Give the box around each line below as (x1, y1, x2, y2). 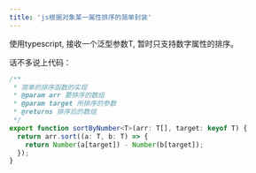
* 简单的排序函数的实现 (12, 83, 88, 92)
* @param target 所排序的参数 (12, 99, 117, 109)
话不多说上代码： (9, 56, 72, 67)
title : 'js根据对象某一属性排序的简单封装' (9, 12, 152, 22)
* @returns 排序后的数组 (12, 108, 97, 117)
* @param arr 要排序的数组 (12, 91, 105, 100)
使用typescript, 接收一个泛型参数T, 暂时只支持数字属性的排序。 (9, 38, 239, 49)
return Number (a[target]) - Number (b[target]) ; (25, 140, 204, 149)
